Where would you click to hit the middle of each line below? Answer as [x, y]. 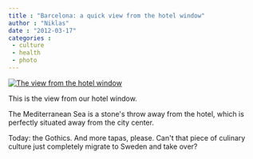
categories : [30, 38]
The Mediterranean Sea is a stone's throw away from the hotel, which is [126, 113]
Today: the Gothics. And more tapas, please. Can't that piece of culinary [127, 137]
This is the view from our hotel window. [73, 98]
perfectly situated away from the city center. [81, 122]
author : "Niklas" [39, 23]
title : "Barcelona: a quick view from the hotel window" [107, 16]
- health [26, 53]
